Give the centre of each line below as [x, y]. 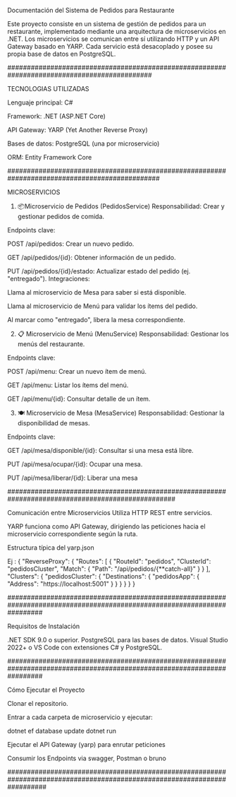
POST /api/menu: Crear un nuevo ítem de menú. [77, 371]
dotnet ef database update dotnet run [62, 731]
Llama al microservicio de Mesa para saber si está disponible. [97, 292]
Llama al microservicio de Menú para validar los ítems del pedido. [103, 306]
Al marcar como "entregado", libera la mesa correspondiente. [96, 320]
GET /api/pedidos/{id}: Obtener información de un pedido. [92, 258]
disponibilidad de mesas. [54, 423]
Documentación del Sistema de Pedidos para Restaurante [91, 10]
